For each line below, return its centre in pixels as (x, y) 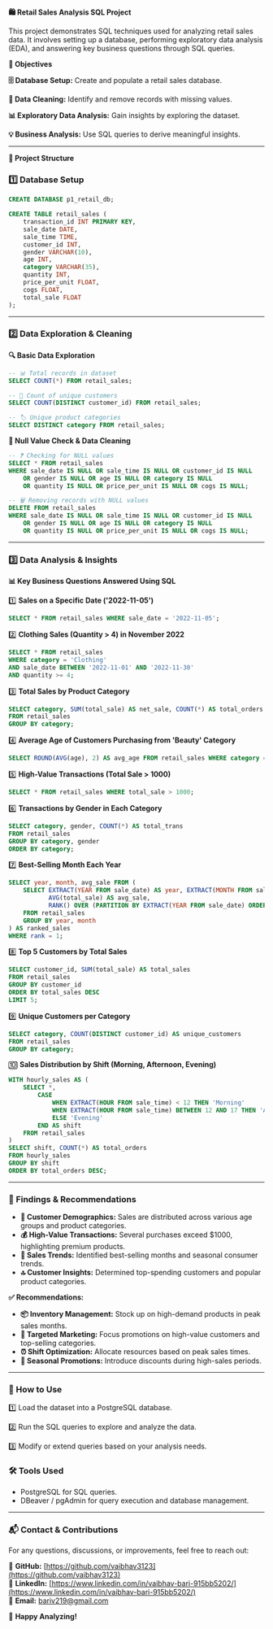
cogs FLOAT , (43, 290)
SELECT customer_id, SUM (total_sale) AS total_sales (100, 970)
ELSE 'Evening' (78, 1117)
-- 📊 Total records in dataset (63, 373)
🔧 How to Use (35, 1389)
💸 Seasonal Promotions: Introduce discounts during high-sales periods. (141, 1361)
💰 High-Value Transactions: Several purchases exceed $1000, (126, 1235)
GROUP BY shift (34, 1163)
